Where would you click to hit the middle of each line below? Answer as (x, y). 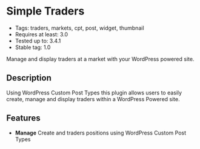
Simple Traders (45, 11)
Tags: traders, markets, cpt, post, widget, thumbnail (79, 28)
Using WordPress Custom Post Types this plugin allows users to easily (94, 93)
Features (23, 118)
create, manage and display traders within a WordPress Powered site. (93, 99)
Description (29, 78)
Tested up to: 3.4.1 (38, 41)
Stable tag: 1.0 (33, 47)
